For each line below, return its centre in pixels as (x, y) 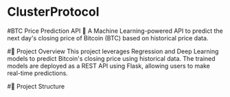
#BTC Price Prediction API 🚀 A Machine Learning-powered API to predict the (115, 31)
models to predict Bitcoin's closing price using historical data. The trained (111, 58)
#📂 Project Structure (36, 86)
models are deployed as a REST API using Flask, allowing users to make (109, 66)
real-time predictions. (38, 73)
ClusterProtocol (53, 12)
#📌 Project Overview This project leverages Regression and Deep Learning (113, 51)
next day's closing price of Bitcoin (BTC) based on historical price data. (108, 38)
